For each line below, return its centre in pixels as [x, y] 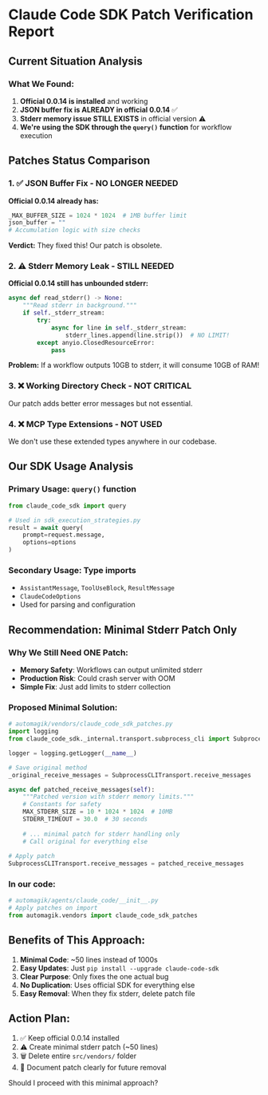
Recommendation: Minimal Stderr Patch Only [123, 629]
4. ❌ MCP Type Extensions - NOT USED [85, 424]
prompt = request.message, [64, 535]
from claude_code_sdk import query [67, 506]
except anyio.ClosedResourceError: [96, 342]
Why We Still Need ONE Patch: [69, 652]
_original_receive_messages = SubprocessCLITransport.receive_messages [130, 775]
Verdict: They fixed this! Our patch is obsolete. [85, 246]
